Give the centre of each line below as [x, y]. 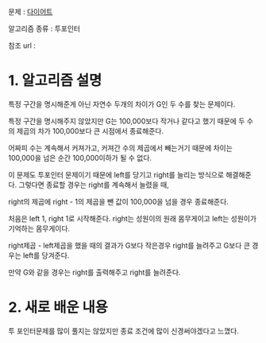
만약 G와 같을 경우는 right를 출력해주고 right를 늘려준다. [94, 272]
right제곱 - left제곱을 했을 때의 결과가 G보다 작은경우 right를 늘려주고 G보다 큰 [129, 245]
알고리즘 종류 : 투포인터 [44, 29]
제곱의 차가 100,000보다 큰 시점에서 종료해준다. [90, 131]
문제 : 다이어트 [31, 12]
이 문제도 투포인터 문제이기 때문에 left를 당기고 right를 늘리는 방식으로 [116, 174]
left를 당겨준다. [46, 255]
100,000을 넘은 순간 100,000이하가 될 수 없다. [80, 158]
